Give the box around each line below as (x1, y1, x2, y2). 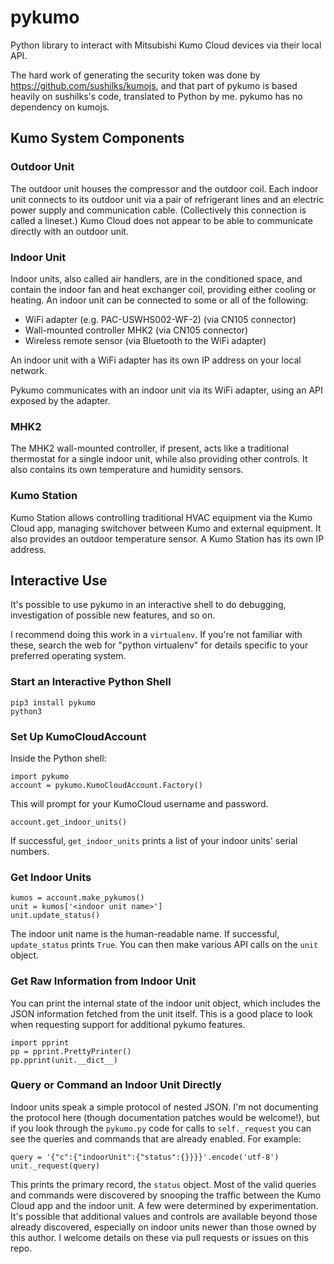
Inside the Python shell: (10, 752, 107, 764)
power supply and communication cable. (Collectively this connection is (10, 204, 307, 216)
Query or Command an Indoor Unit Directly (10, 1078, 222, 1092)
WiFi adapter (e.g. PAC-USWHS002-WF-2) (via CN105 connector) (24, 313, 297, 325)
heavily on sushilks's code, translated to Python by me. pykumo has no (10, 90, 303, 102)
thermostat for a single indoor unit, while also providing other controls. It (10, 453, 308, 465)
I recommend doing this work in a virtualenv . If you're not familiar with (10, 629, 303, 641)
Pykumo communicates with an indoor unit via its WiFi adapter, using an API (10, 384, 323, 396)
